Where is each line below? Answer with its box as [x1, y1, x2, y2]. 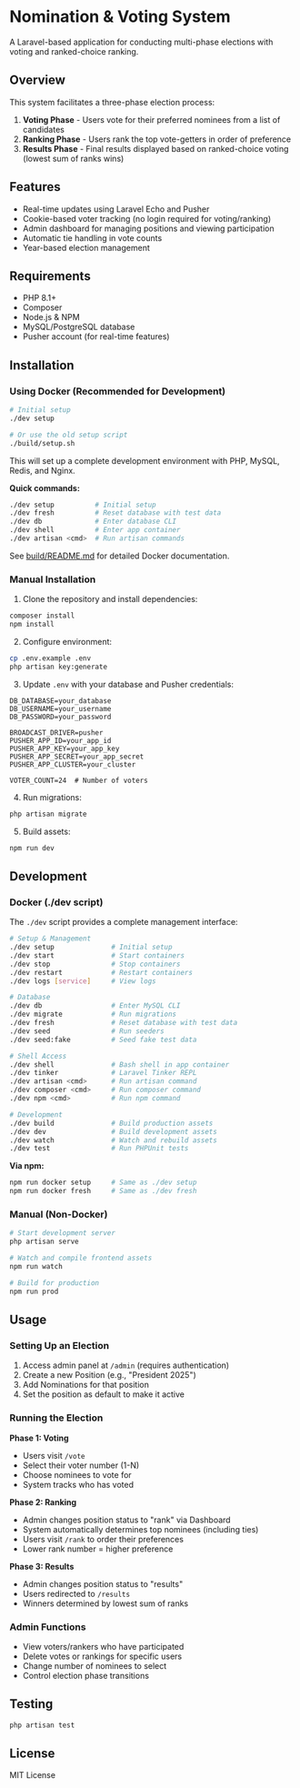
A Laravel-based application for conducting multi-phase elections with [9, 36, 274, 47]
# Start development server [9, 1229, 116, 1238]
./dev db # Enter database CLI [9, 517, 177, 527]
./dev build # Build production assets [9, 1119, 214, 1128]
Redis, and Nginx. [9, 465, 75, 476]
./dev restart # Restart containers [9, 968, 194, 977]
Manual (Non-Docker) [9, 1208, 108, 1220]
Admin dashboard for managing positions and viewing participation [22, 223, 275, 234]
